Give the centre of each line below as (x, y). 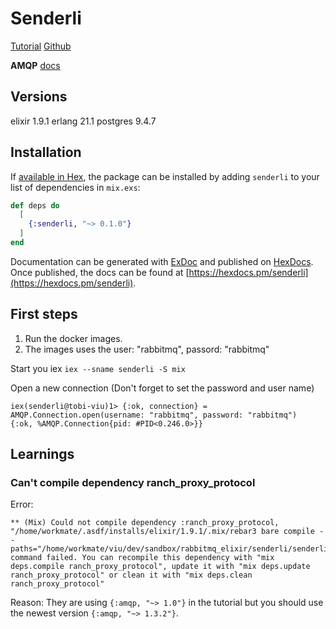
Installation (46, 152)
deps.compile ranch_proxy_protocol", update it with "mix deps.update (160, 567)
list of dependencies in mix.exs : (75, 187)
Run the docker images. (73, 338)
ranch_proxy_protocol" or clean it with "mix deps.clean (131, 575)
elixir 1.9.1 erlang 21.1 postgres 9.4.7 (83, 121)
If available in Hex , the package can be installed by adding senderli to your (165, 176)
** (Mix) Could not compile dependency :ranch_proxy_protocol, (145, 523)
